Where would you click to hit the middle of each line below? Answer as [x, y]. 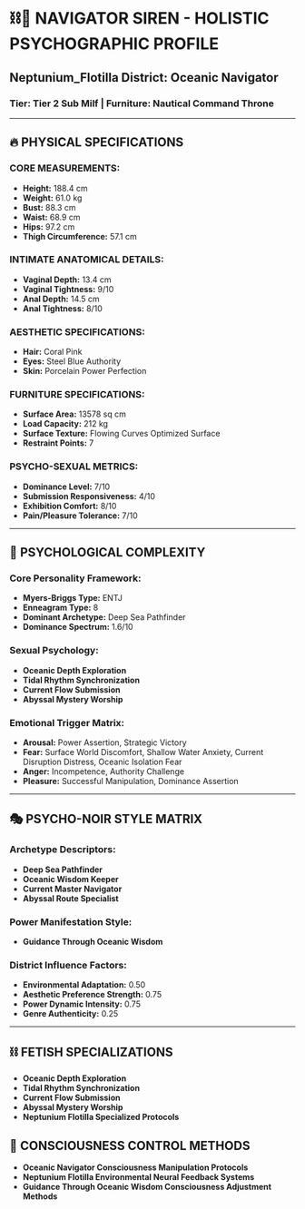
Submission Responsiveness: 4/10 [89, 496]
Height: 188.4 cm [55, 188]
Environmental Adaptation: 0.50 [84, 985]
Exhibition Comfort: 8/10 [69, 506]
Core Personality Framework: [75, 578]
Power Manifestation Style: [71, 921]
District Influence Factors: [68, 965]
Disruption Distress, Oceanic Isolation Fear [102, 762]
